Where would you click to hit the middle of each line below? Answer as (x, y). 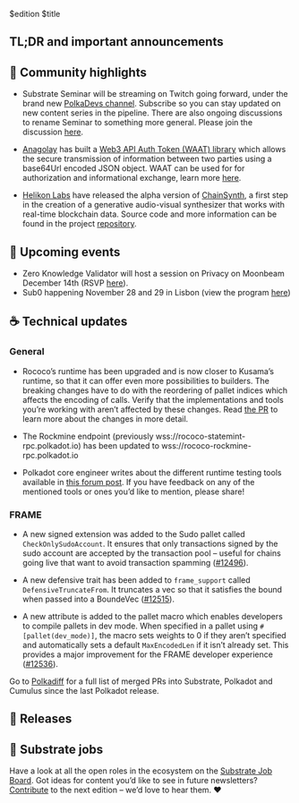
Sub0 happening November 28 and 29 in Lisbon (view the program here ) (156, 293)
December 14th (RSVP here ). (75, 283)
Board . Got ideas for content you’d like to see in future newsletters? (133, 781)
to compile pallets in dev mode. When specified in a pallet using (140, 626)
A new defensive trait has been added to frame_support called (136, 580)
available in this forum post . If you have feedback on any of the (138, 482)
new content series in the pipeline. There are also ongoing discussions (152, 113)
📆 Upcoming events (65, 252)
